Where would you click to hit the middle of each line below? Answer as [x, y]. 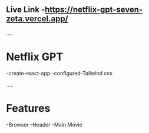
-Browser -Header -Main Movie [44, 124]
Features [28, 108]
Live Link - [26, 10]
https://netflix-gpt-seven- [94, 10]
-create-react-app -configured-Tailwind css [59, 73]
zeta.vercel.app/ [37, 19]
